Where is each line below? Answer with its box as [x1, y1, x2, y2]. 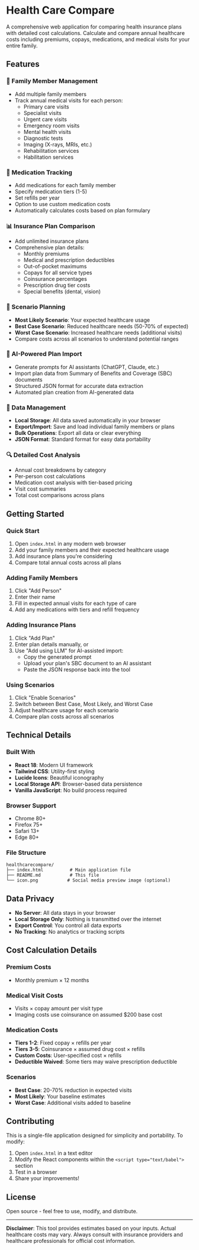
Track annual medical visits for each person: [14, 97, 123, 104]
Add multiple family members [14, 90, 87, 98]
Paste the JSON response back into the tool [23, 666, 130, 673]
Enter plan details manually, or [14, 640, 89, 648]
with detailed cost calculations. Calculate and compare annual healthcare [6, 29, 185, 36]
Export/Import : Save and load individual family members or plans [14, 423, 175, 430]
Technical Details [6, 730, 72, 741]
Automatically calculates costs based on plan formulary [14, 207, 150, 214]
